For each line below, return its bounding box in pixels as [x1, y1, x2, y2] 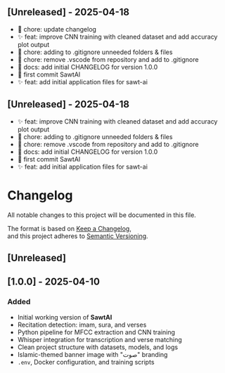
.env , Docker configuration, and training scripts [17, 358, 155, 366]
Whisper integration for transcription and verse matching [17, 335, 183, 343]
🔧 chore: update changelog [17, 25, 97, 33]
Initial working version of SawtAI [17, 313, 112, 321]
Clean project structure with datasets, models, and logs [17, 343, 178, 351]
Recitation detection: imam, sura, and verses [17, 320, 147, 329]
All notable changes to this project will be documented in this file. [7, 211, 197, 219]
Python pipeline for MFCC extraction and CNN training [17, 327, 176, 336]
